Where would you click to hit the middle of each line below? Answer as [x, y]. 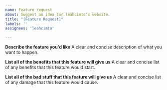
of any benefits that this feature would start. [50, 67]
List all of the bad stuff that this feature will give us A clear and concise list [83, 77]
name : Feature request [29, 10]
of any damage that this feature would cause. [52, 82]
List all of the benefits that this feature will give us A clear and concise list [82, 62]
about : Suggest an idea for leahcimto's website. [58, 14]
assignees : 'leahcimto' [30, 28]
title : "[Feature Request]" [34, 19]
